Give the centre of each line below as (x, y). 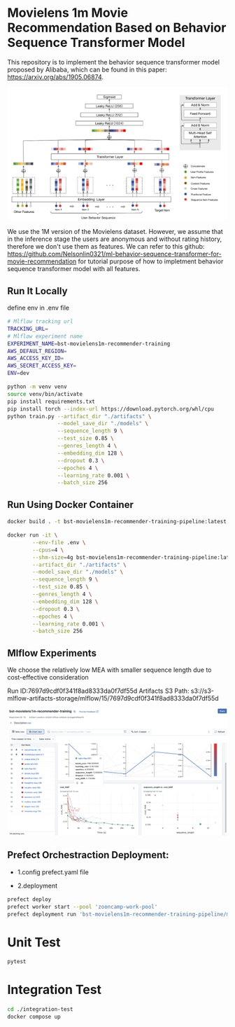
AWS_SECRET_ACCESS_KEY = (42, 366)
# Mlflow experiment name (45, 336)
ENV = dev (19, 373)
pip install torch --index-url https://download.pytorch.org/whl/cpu (111, 409)
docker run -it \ (33, 535)
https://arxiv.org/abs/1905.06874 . (55, 77)
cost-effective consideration (48, 677)
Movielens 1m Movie (67, 13)
